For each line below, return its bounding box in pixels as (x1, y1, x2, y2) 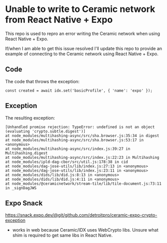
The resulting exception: (5, 115, 55, 121)
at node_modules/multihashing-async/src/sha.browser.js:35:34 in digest (5, 133, 160, 138)
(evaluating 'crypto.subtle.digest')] (5, 128, 86, 134)
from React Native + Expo (5, 14, 113, 25)
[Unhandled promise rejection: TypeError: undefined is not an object (5, 124, 155, 129)
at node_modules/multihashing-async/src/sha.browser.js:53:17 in (5, 137, 144, 142)
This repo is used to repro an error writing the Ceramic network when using (5, 30, 161, 36)
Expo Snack (5, 199, 43, 207)
